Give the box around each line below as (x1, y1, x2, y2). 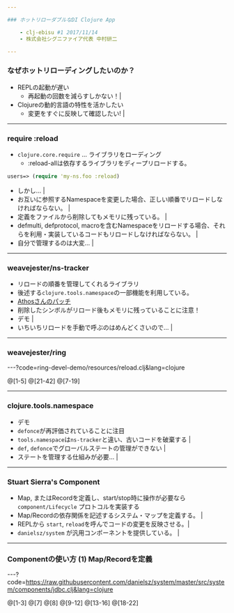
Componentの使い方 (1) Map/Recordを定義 (7, 554, 153, 563)
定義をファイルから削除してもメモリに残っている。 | (17, 212, 167, 220)
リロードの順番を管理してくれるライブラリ (17, 280, 139, 288)
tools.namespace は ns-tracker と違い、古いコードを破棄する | (17, 435, 192, 444)
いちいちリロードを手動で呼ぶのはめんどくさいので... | (17, 324, 173, 332)
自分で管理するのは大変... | (17, 239, 94, 247)
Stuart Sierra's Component (7, 477, 100, 487)
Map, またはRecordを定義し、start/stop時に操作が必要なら (17, 494, 186, 502)
